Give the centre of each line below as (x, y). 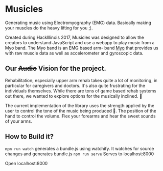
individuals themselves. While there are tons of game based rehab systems (81, 91)
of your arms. (19, 121)
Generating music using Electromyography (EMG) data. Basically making (78, 23)
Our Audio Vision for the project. (56, 69)
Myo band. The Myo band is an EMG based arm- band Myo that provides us (82, 48)
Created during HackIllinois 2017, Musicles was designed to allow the (75, 37)
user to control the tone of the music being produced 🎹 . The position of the (81, 111)
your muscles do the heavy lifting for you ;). (49, 28)
